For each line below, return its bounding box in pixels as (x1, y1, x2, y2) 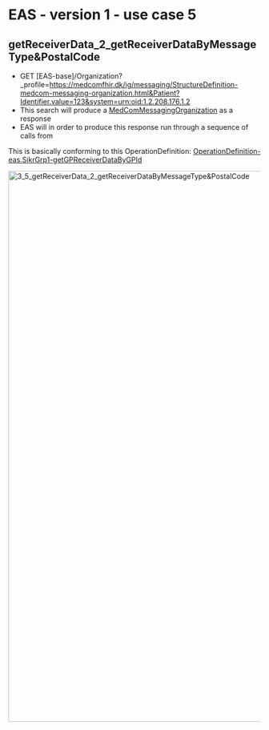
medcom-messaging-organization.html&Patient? (19, 88, 180, 98)
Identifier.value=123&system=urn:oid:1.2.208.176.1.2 (19, 97, 191, 106)
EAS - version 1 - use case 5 (8, 6, 197, 24)
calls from (19, 131, 54, 140)
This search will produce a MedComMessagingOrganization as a (19, 106, 234, 115)
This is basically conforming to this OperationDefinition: (8, 147, 192, 155)
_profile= (19, 80, 50, 89)
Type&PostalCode (8, 50, 101, 63)
